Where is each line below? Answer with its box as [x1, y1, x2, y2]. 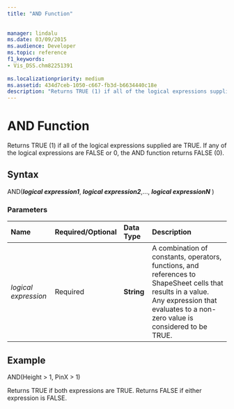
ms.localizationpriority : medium [7, 75, 104, 82]
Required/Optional [54, 228, 117, 237]
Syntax [7, 169, 39, 181]
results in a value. [152, 287, 210, 297]
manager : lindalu [7, 29, 58, 37]
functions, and [152, 261, 199, 271]
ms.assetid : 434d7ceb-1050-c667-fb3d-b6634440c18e [7, 82, 157, 89]
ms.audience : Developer [7, 43, 77, 50]
